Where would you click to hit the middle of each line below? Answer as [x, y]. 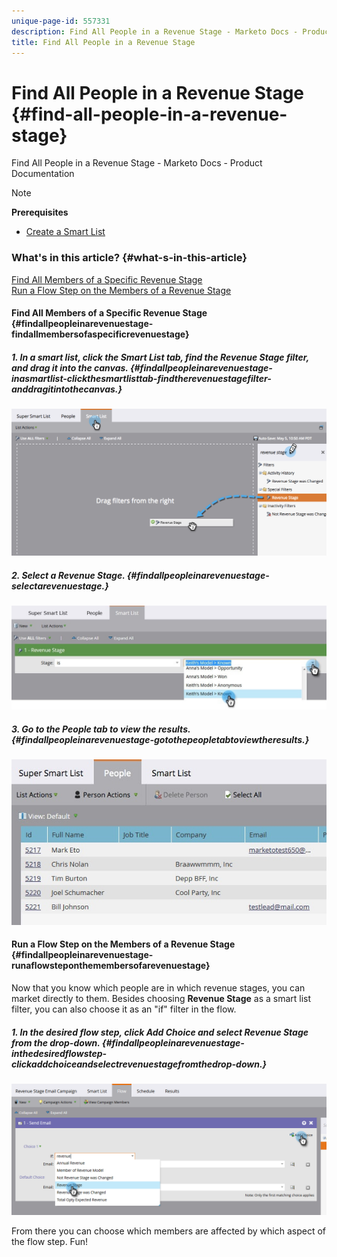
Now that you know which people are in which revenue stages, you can [158, 988]
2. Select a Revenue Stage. [68, 575]
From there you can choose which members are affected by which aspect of [169, 1231]
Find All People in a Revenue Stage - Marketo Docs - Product [137, 163]
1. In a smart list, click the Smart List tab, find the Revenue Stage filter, [160, 357]
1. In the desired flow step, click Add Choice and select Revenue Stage [160, 1032]
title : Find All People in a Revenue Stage [103, 42]
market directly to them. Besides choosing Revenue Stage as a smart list [161, 999]
